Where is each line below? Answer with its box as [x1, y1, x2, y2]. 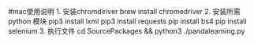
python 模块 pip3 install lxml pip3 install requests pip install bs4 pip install [8, 16, 247, 26]
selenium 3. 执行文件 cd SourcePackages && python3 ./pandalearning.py [8, 27, 245, 35]
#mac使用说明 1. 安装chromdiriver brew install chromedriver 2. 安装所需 [8, 7, 241, 16]
